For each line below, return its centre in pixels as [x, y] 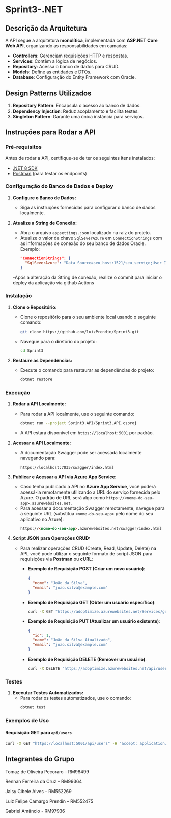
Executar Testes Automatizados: [48, 693]
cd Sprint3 [32, 351]
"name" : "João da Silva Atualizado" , [73, 640]
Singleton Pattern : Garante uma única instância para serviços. [78, 116]
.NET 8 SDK [25, 168]
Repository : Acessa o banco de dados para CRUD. [66, 66]
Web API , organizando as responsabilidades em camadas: [66, 46]
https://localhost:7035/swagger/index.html [67, 467]
